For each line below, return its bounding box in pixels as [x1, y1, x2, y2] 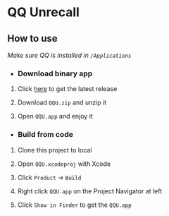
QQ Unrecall [7, 4, 80, 20]
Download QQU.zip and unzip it [17, 98, 107, 107]
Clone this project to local [17, 145, 92, 154]
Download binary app [17, 68, 93, 78]
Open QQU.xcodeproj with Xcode [17, 160, 111, 168]
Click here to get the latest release [17, 85, 118, 93]
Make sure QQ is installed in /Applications [7, 51, 132, 59]
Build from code [17, 130, 74, 140]
